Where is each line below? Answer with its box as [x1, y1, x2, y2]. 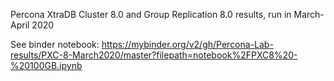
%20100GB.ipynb [10, 60, 83, 71]
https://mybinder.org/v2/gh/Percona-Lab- [101, 39, 274, 50]
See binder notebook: [10, 39, 100, 50]
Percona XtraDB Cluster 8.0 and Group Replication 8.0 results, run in [10, 9, 292, 20]
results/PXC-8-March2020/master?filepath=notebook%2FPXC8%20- [10, 49, 298, 61]
